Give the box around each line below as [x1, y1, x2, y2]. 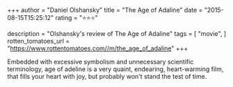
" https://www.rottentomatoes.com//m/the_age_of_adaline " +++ [7, 44, 188, 52]
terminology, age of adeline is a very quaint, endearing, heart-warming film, [7, 65, 224, 73]
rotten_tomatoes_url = [7, 37, 70, 45]
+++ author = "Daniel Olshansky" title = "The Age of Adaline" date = [7, 6, 203, 14]
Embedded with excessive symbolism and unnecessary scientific [7, 58, 194, 66]
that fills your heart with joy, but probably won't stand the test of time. [7, 72, 207, 80]
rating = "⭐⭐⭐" [55, 14, 99, 21]
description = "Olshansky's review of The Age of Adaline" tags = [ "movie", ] [7, 30, 227, 37]
